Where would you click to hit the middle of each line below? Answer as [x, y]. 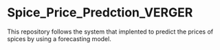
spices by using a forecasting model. [59, 38]
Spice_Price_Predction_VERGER [100, 13]
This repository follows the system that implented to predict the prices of [110, 32]
